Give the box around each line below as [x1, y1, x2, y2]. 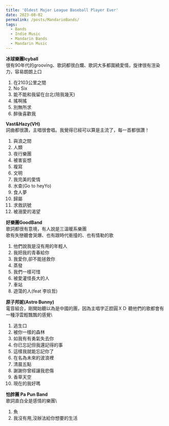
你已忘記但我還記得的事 [13, 342, 63, 348]
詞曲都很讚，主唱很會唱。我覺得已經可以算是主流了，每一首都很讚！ [6, 127, 150, 133]
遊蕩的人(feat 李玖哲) [13, 288, 58, 294]
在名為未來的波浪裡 [13, 355, 54, 361]
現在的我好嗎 [13, 380, 40, 386]
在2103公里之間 [13, 79, 47, 85]
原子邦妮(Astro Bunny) [6, 299, 54, 305]
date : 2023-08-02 [6, 12, 43, 17]
